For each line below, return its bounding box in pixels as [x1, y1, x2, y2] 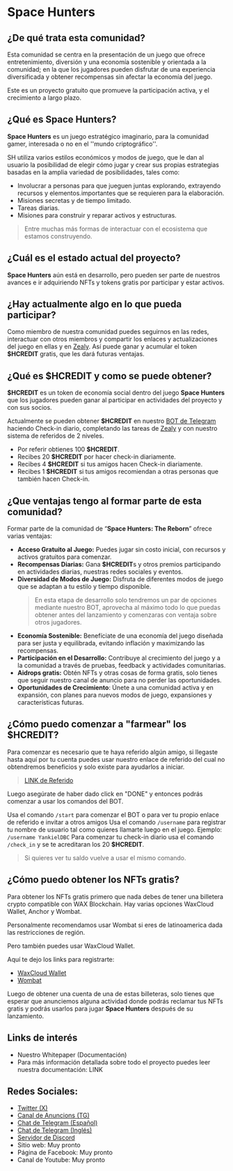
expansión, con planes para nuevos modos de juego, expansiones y [17, 691, 212, 699]
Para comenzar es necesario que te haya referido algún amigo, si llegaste [7, 747, 218, 756]
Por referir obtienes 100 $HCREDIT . [17, 445, 120, 454]
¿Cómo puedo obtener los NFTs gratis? [7, 874, 179, 886]
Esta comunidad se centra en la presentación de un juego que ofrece [7, 50, 205, 59]
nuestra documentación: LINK [17, 1065, 103, 1073]
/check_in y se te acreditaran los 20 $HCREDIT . [7, 840, 145, 848]
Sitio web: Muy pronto [17, 1141, 81, 1149]
